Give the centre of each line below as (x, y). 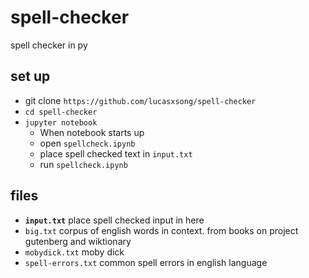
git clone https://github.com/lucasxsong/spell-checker (140, 100)
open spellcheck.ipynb (87, 143)
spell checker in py (49, 45)
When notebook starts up (92, 132)
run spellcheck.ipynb (83, 164)
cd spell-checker (61, 112)
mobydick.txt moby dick (74, 252)
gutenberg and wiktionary (78, 241)
